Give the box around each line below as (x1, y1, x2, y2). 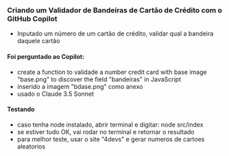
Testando (7, 105, 35, 114)
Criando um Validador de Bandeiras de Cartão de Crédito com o (7, 5, 223, 15)
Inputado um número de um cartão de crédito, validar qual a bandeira (16, 29, 214, 38)
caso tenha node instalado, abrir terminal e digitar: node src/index (16, 120, 204, 129)
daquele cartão (16, 37, 60, 45)
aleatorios (16, 142, 46, 151)
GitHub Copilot (7, 14, 58, 23)
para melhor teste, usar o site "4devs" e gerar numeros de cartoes (16, 135, 205, 143)
